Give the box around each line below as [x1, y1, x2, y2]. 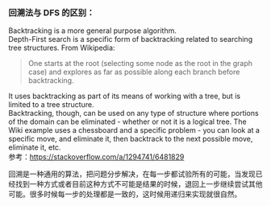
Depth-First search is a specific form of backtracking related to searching [8, 35, 252, 44]
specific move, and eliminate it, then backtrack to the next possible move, [8, 134, 253, 144]
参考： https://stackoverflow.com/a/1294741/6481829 [8, 152, 185, 162]
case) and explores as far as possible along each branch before [27, 67, 240, 77]
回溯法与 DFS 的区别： [8, 6, 95, 18]
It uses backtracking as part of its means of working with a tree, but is [8, 91, 240, 101]
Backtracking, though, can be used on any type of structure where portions [8, 109, 260, 118]
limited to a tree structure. [8, 100, 94, 109]
